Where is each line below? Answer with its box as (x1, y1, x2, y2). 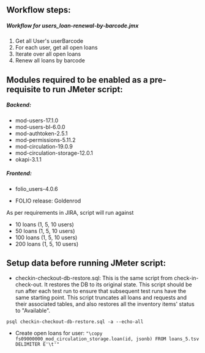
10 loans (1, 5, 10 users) (15, 220, 75, 228)
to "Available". (15, 307, 51, 314)
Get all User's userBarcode (15, 37, 84, 45)
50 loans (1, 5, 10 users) (15, 227, 75, 234)
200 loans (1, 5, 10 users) (15, 240, 79, 247)
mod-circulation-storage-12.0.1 (15, 149, 93, 157)
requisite (6, 84, 41, 94)
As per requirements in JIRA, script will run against (6, 209, 134, 216)
